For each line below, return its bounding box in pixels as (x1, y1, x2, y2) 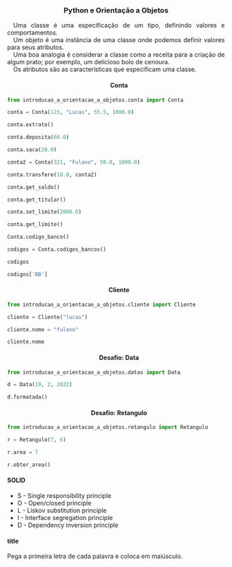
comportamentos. (7, 28, 58, 37)
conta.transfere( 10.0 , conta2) (7, 171, 97, 178)
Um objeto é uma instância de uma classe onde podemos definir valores (13, 36, 225, 44)
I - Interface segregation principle (17, 514, 113, 522)
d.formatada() (7, 394, 48, 401)
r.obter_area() (7, 461, 51, 468)
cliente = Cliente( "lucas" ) (7, 314, 88, 320)
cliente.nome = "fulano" (7, 326, 79, 333)
